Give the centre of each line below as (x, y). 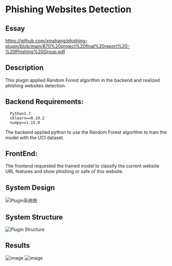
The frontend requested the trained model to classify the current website (82, 166)
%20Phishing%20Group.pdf (35, 52)
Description (24, 68)
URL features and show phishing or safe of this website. (64, 172)
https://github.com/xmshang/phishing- (46, 41)
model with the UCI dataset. (35, 138)
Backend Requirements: (44, 102)
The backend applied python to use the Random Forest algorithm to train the (86, 132)
